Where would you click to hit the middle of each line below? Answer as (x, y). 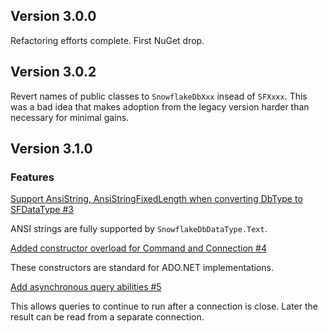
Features (32, 177)
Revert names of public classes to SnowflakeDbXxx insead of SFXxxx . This (159, 96)
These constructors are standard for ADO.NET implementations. (142, 268)
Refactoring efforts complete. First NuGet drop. (107, 40)
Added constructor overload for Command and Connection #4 (138, 248)
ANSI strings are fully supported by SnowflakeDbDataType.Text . (139, 229)
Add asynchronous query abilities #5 (86, 287)
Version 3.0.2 (53, 72)
